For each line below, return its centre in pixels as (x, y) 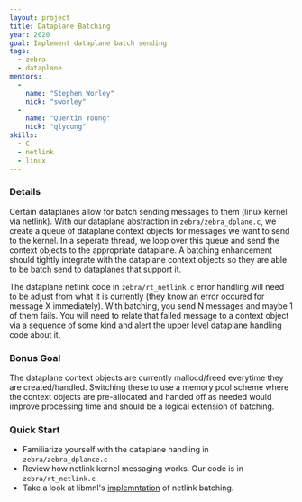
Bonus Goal (35, 358)
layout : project (40, 18)
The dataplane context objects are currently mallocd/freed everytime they (146, 378)
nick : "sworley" (56, 102)
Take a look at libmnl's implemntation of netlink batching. (128, 488)
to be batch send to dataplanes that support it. (96, 269)
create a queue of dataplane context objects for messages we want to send (150, 230)
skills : (24, 135)
